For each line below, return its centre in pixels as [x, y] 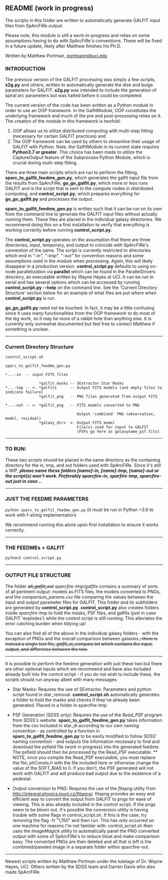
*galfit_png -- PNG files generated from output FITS [98, 397]
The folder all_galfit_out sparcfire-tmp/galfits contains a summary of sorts [82, 586]
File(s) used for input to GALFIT [113, 427]
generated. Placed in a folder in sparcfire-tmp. [60, 705]
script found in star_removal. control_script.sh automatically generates [86, 694]
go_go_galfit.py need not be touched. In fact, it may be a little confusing [80, 308]
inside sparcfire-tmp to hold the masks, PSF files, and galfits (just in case [80, 613]
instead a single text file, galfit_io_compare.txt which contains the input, [79, 644]
